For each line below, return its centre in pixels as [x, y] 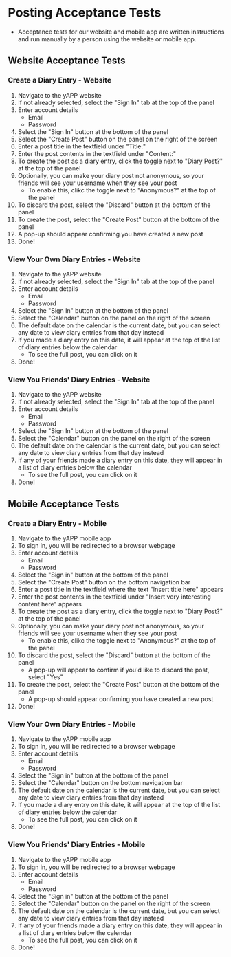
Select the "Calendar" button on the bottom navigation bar [100, 783]
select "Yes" [46, 677]
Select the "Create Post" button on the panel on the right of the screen [118, 139]
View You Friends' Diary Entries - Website [79, 379]
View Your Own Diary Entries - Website [74, 259]
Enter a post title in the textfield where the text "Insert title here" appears [121, 589]
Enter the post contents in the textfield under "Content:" [97, 153]
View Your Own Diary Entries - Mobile [72, 724]
